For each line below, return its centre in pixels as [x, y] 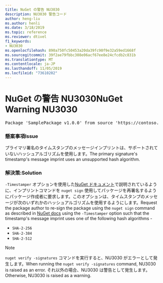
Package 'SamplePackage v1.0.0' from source [59, 123]
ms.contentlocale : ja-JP [30, 64]
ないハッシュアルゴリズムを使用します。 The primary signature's [73, 154]
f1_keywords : [18, 41]
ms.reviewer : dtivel [26, 37]
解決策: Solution [24, 173]
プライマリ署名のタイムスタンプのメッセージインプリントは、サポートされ [80, 148]
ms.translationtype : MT [29, 60]
